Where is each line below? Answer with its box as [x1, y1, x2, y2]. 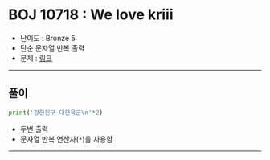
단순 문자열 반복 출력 [19, 43, 85, 53]
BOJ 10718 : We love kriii [8, 6, 174, 24]
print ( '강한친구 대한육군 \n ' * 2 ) [8, 109, 103, 117]
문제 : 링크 [19, 53, 53, 63]
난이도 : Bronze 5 [19, 33, 76, 43]
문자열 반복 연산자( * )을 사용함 [19, 134, 113, 144]
